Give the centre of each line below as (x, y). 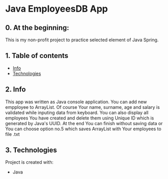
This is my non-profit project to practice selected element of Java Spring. (82, 40)
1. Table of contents (37, 56)
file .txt (13, 134)
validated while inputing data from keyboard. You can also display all (77, 112)
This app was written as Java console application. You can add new (76, 102)
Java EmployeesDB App (57, 9)
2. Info (16, 89)
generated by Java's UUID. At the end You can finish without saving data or (84, 123)
